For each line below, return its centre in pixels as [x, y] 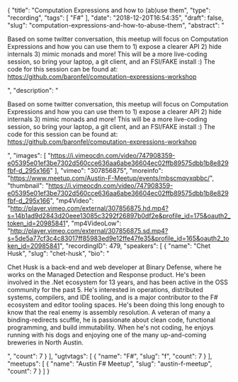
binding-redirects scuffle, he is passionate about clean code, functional [112, 320]
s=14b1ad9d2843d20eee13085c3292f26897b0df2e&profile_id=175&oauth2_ [119, 216]
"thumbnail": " [28, 186]
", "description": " [33, 90]
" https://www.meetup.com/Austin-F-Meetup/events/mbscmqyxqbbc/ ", [111, 178]
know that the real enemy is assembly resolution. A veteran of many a [109, 312]
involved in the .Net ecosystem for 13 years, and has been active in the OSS [118, 282]
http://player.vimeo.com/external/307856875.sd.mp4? [89, 231]
